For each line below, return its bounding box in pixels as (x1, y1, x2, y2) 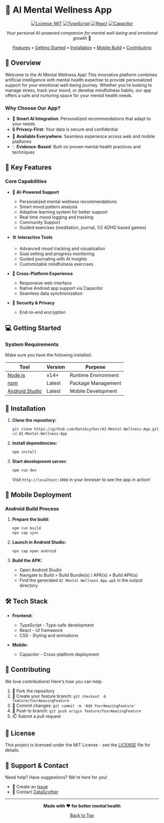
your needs (12, 121, 35, 127)
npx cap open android (12, 549, 56, 554)
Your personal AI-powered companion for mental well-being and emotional (6, 30, 158, 36)
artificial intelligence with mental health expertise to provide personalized (5, 77, 152, 82)
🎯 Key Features (5, 163, 52, 172)
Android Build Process (5, 505, 60, 512)
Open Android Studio (19, 567, 62, 573)
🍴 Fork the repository (12, 688, 55, 694)
